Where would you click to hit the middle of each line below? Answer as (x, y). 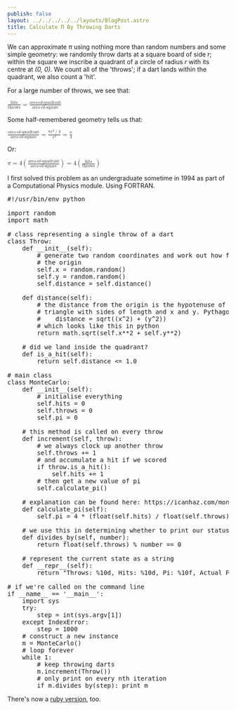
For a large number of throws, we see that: (69, 91)
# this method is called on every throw (93, 432)
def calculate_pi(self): (65, 509)
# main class (30, 375)
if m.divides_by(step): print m (93, 686)
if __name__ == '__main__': (55, 594)
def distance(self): (57, 298)
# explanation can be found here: (81, 502)
